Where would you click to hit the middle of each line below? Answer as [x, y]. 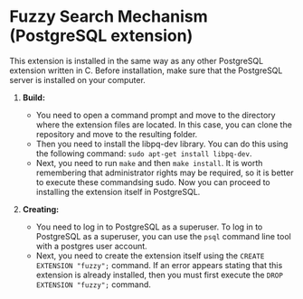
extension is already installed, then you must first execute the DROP [159, 275]
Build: [33, 98]
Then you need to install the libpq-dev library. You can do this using [162, 144]
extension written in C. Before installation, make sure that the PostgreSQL [146, 70]
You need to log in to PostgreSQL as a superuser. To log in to [149, 227]
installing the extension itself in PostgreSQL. [118, 192]
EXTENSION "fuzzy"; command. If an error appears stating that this [159, 265]
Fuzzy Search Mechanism [109, 17]
